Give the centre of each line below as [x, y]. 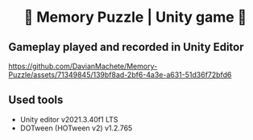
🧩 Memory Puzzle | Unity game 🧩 [135, 17]
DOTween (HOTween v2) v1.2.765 [76, 128]
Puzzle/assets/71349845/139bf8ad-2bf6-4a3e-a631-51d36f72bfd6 [120, 75]
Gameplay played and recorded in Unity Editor [126, 47]
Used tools [36, 100]
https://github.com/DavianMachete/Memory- [83, 66]
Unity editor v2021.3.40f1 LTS [69, 119]
